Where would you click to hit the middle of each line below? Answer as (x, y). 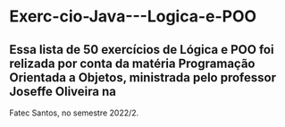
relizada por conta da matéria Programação (132, 63)
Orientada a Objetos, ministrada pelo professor (143, 77)
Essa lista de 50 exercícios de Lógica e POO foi (142, 50)
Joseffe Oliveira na (63, 91)
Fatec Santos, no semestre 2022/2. (74, 113)
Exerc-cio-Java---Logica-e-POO (133, 17)
